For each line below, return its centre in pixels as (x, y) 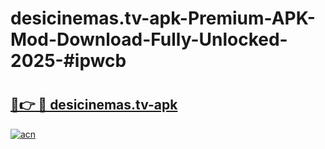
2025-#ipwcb (68, 61)
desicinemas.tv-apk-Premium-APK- (163, 18)
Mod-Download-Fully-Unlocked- (149, 39)
